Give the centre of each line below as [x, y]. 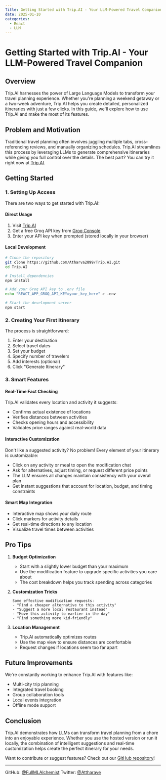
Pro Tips [18, 545]
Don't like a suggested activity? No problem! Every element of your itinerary [82, 450]
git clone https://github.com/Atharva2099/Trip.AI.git [63, 262]
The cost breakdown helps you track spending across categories [86, 582]
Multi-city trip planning [36, 684]
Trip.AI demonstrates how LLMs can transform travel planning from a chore [82, 733]
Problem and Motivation [43, 130]
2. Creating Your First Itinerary [42, 320]
